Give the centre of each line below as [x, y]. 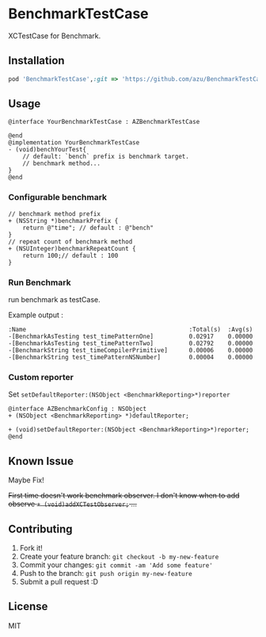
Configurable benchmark [58, 198]
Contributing [40, 529]
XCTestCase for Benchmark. [55, 36]
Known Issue [41, 461]
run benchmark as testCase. [54, 300]
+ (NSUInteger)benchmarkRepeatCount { [72, 248]
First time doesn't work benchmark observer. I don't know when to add [124, 496]
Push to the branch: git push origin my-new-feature [106, 573]
